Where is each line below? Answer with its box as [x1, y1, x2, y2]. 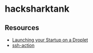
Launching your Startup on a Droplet [12, 37, 88, 43]
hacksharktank [5, 3, 70, 15]
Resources [5, 23, 39, 32]
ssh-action [12, 42, 35, 48]
